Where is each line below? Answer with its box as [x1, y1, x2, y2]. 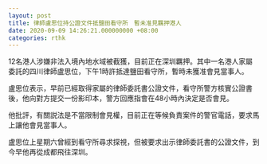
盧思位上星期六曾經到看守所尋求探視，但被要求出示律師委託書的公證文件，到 [8, 137, 260, 147]
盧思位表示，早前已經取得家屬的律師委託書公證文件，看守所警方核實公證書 [8, 84, 253, 93]
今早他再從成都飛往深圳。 [8, 147, 92, 157]
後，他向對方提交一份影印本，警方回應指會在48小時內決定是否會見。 [8, 93, 234, 103]
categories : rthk [8, 33, 66, 42]
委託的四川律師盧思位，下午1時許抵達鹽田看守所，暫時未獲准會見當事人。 [8, 67, 249, 76]
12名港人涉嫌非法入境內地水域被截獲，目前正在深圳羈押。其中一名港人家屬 [8, 57, 253, 66]
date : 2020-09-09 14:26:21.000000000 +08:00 [8, 26, 159, 34]
